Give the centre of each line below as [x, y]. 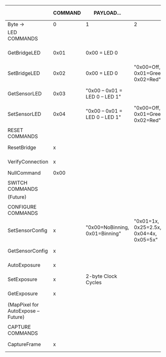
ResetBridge [22, 147]
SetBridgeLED [24, 73]
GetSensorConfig [28, 251]
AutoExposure [24, 265]
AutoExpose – [23, 311]
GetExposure [23, 293]
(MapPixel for [23, 305]
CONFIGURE [22, 207]
